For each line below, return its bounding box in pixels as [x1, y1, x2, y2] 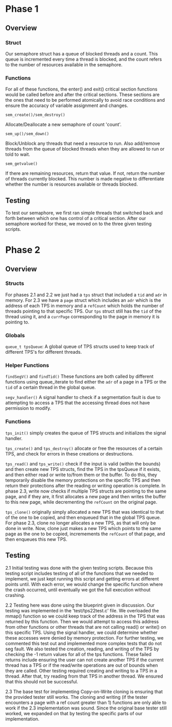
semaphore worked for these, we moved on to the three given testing [5, 221, 152, 227]
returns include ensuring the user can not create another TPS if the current [5, 657, 164, 663]
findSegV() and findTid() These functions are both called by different [5, 373, 154, 379]
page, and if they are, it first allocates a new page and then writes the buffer [5, 493, 166, 499]
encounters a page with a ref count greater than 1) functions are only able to [5, 699, 167, 705]
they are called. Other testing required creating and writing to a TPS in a [5, 667, 158, 674]
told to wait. [5, 151, 30, 157]
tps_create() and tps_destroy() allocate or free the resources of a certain [5, 445, 163, 451]
